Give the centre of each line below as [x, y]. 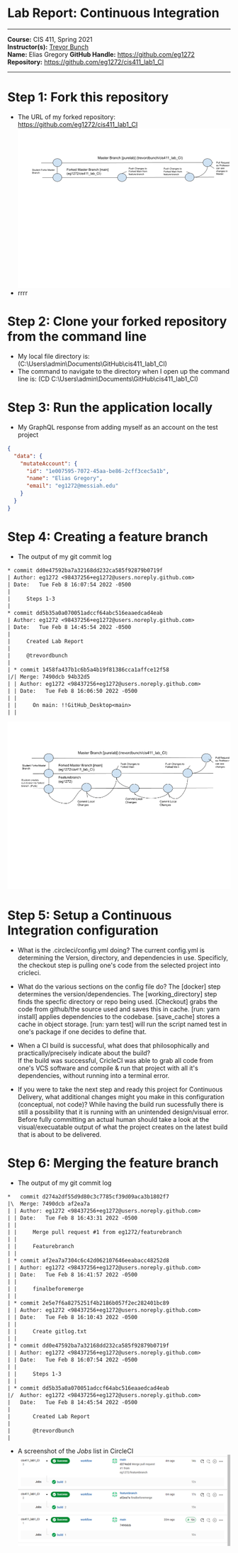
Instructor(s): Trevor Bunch [48, 47]
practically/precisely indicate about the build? [84, 1053]
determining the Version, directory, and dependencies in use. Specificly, [123, 957]
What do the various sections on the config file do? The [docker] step [119, 986]
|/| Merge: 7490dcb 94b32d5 [49, 677]
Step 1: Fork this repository [88, 98]
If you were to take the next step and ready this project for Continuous [120, 1089]
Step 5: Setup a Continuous [90, 915]
